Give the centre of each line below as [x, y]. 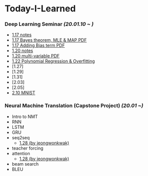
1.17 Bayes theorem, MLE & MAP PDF [49, 40]
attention [21, 153]
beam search [25, 164]
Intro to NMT [25, 117]
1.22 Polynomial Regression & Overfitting [53, 61]
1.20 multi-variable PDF [36, 56]
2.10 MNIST [24, 93]
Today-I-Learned [40, 9]
